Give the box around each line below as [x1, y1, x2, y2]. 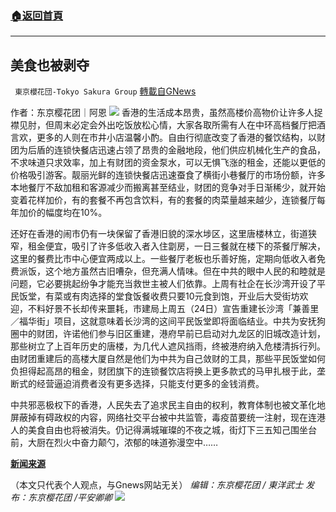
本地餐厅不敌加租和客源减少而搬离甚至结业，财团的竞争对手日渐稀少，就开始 [10, 182, 326, 194]
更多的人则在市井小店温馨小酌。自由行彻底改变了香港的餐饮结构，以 [36, 132, 317, 144]
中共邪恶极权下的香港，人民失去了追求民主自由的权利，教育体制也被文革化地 [10, 399, 326, 411]
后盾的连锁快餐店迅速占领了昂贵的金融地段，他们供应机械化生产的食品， [27, 144, 326, 156]
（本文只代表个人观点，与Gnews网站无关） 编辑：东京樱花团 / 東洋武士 [10, 479, 304, 491]
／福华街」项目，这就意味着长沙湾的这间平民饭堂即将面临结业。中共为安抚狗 [10, 315, 326, 327]
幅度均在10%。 [44, 207, 108, 219]
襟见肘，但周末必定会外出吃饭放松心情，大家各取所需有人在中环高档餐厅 [10, 119, 308, 131]
